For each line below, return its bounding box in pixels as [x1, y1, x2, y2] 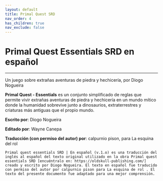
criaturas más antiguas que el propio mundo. [5, 108, 95, 113]
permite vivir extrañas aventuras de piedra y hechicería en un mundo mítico [5, 97, 156, 103]
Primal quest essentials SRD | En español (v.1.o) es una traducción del [5, 150, 158, 155]
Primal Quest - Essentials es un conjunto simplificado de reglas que [5, 92, 142, 98]
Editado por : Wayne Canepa [5, 126, 62, 132]
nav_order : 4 [5, 16, 32, 21]
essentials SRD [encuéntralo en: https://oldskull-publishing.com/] [5, 159, 147, 163]
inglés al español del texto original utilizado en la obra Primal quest [5, 154, 158, 160]
